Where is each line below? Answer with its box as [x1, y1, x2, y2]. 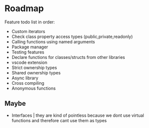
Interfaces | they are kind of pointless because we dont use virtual [11, 112, 144, 118]
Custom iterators [11, 28, 46, 34]
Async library [11, 75, 38, 81]
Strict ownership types [11, 64, 57, 71]
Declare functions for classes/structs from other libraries [11, 54, 125, 60]
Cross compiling [11, 80, 45, 86]
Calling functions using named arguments [11, 38, 95, 44]
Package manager [11, 44, 49, 50]
